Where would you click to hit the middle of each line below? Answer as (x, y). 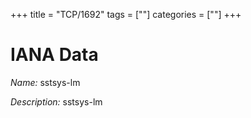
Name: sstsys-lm (45, 82)
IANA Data (54, 55)
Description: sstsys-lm (56, 101)
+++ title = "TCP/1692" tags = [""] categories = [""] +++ (126, 14)
